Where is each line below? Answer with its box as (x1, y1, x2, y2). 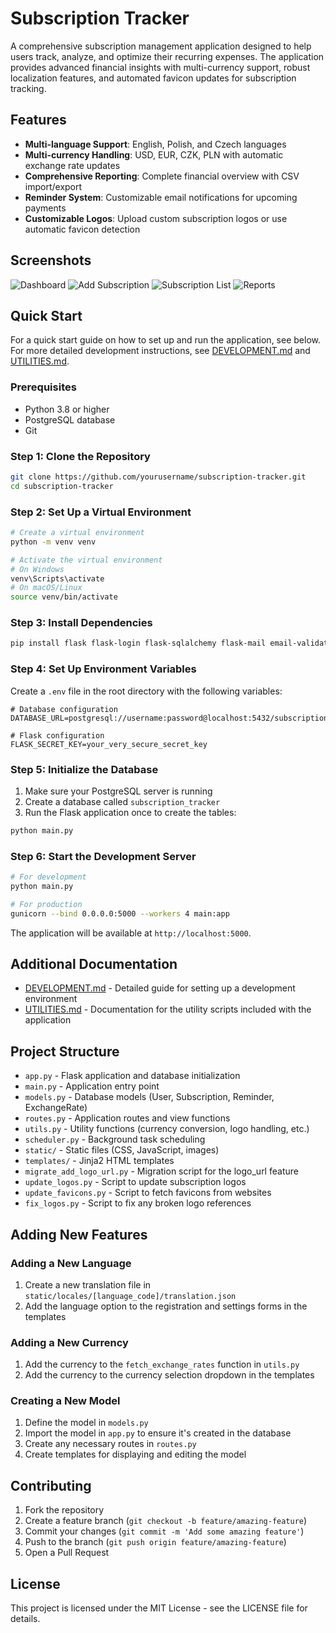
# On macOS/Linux (10, 583, 83, 593)
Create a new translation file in (24, 1278, 152, 1291)
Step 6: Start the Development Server (10, 849, 197, 863)
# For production (10, 899, 83, 909)
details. (10, 1613, 41, 1625)
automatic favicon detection (24, 223, 141, 235)
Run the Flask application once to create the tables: (24, 806, 237, 818)
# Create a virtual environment (10, 528, 145, 538)
